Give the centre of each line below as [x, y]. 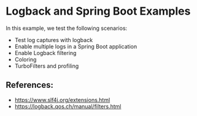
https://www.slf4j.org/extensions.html [62, 100]
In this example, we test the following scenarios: [67, 28]
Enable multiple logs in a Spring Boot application [76, 46]
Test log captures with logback [54, 40]
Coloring [25, 59]
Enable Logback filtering [45, 53]
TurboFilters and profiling [47, 66]
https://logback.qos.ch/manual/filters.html [68, 106]
